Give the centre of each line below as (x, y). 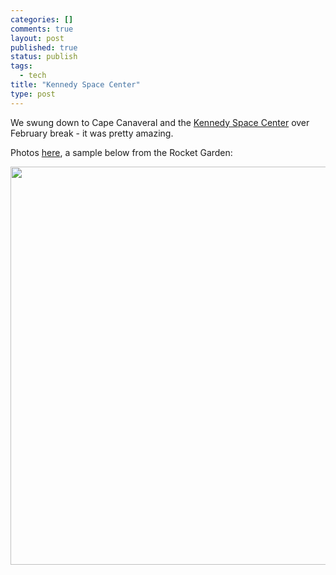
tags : (21, 66)
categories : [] (42, 19)
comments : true (42, 29)
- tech (33, 76)
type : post (33, 94)
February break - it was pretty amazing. (92, 133)
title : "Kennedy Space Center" (75, 85)
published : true (44, 47)
